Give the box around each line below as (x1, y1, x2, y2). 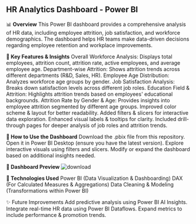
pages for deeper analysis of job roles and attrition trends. (26, 122, 168, 129)
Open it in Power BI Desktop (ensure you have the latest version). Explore (6, 139, 184, 146)
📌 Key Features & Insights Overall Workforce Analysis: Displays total (6, 53, 172, 60)
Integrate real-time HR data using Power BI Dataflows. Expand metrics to (6, 205, 182, 212)
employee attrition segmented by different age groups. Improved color (6, 103, 177, 110)
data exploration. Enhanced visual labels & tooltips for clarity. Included (6, 115, 177, 122)
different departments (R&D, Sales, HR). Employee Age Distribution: (6, 72, 170, 79)
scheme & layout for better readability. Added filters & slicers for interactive (6, 109, 189, 116)
